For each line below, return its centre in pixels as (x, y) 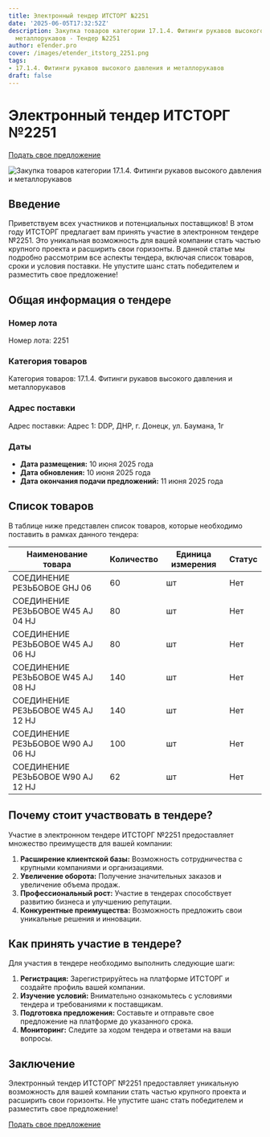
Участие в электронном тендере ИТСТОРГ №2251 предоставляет (121, 835)
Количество (134, 559)
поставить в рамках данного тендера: (74, 534)
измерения (194, 564)
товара (57, 564)
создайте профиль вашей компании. (83, 987)
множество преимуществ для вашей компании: (90, 843)
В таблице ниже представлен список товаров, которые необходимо (125, 525)
